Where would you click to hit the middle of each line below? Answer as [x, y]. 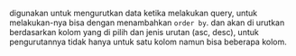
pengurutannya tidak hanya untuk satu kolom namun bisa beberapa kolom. [148, 42]
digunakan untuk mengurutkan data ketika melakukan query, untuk [134, 13]
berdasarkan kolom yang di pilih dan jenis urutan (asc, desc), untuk [134, 32]
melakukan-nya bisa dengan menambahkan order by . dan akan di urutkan [147, 23]
